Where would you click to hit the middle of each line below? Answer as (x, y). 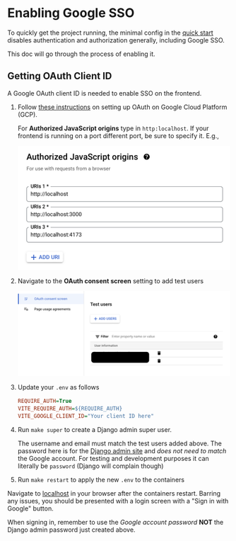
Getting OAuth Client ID (60, 76)
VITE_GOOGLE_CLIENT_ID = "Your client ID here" (85, 416)
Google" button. (31, 508)
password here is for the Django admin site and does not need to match (122, 450)
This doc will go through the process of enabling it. (81, 54)
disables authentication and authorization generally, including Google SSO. (116, 40)
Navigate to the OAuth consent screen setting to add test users (110, 280)
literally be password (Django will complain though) (90, 466)
